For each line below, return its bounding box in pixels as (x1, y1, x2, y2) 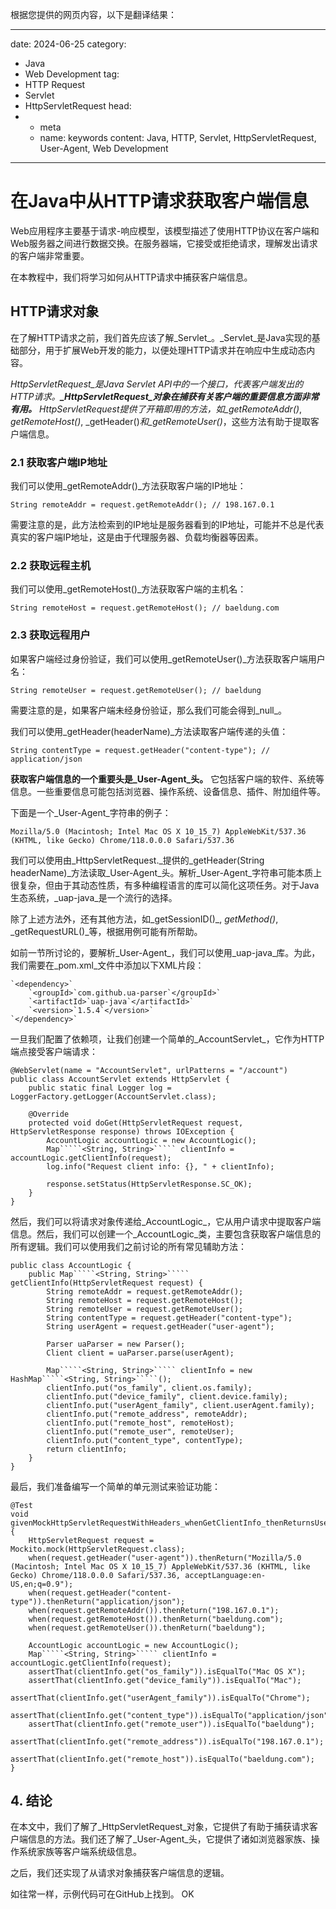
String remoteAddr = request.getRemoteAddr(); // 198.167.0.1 (10, 500, 275, 510)
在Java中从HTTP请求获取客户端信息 (10, 190, 310, 213)
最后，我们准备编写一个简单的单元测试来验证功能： (10, 1480, 221, 1492)
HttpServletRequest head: (24, 100, 132, 112)
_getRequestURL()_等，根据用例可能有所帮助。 (10, 925, 203, 937)
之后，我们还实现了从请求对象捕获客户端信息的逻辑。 (10, 1867, 230, 1879)
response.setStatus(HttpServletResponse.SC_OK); (46, 1179, 253, 1189)
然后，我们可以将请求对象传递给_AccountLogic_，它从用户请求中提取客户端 (10, 1215, 322, 1227)
